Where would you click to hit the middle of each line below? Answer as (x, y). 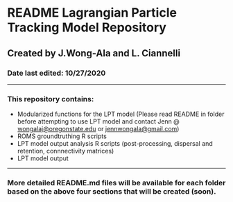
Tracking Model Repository (87, 27)
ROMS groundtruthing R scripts (62, 136)
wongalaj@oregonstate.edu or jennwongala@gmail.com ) (98, 129)
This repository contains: (51, 99)
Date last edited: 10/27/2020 (57, 73)
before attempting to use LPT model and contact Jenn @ (98, 121)
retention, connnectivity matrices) (66, 151)
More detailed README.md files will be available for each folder (116, 183)
